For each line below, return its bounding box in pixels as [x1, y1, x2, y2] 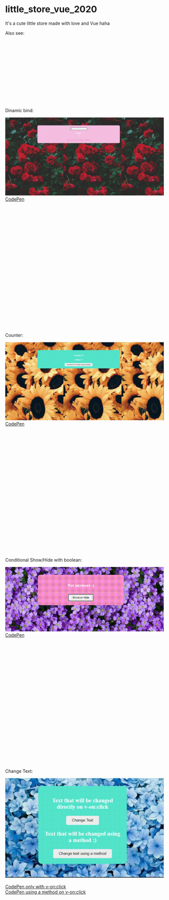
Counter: [5, 332, 24, 338]
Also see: [5, 30, 25, 36]
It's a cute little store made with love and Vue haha [5, 20, 110, 26]
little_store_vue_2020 [5, 4, 97, 15]
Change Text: [5, 768, 33, 774]
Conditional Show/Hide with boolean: [5, 557, 82, 563]
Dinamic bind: [5, 107, 34, 113]
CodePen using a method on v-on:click [5, 889, 86, 895]
